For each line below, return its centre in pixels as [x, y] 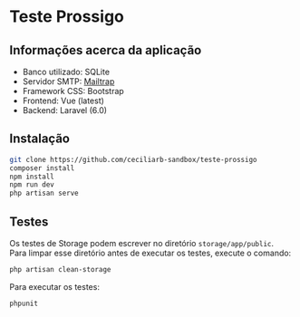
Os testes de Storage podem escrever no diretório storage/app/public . [142, 243]
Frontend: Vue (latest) [63, 101]
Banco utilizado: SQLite [66, 72]
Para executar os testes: [54, 286]
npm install [32, 177]
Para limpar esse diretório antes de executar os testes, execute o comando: [150, 253]
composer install [42, 168]
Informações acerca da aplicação [106, 50]
